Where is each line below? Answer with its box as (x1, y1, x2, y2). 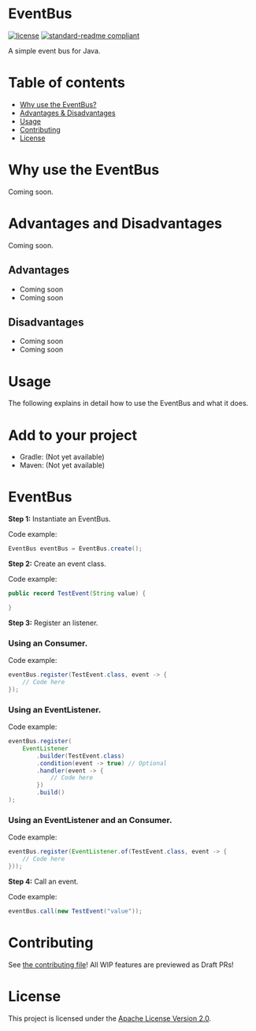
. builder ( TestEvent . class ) (36, 752, 125, 760)
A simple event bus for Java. (8, 46, 101, 55)
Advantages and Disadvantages (8, 214, 223, 233)
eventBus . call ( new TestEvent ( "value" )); (8, 907, 143, 915)
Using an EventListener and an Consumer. (8, 814, 173, 825)
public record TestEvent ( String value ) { (8, 590, 147, 597)
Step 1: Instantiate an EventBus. (8, 514, 111, 524)
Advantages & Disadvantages (19, 108, 116, 117)
